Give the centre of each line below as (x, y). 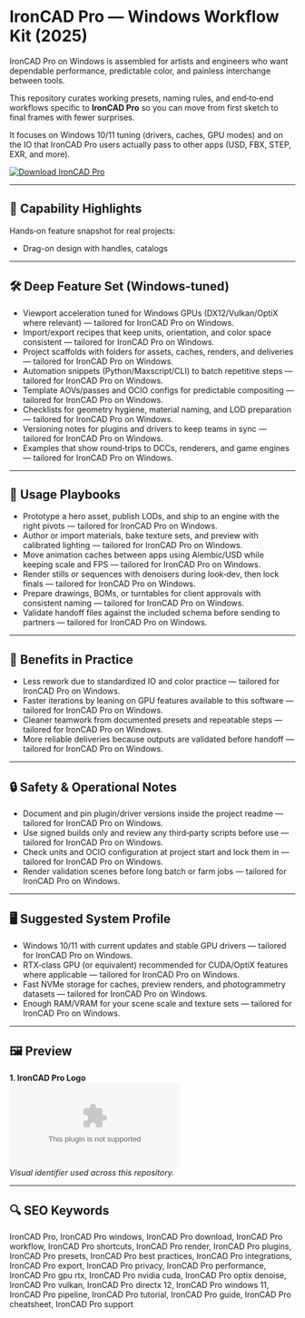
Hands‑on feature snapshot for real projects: (93, 231)
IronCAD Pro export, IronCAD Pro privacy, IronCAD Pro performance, (138, 1266)
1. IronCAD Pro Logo (48, 1077)
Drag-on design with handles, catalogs (95, 248)
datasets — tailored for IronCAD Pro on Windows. (115, 993)
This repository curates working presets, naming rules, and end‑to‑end (142, 98)
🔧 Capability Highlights (76, 209)
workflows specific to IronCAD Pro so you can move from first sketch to (144, 107)
